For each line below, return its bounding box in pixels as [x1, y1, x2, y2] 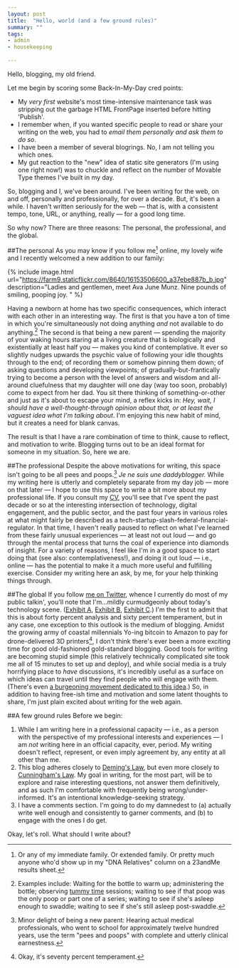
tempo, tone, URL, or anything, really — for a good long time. [7, 210, 186, 218]
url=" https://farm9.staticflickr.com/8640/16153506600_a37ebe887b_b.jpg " [7, 275, 228, 284]
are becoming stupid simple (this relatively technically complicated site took [7, 652, 230, 660]
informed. [17, 793, 47, 802]
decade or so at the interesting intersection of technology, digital [7, 500, 197, 509]
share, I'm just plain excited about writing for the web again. [7, 697, 183, 706]
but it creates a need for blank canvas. [7, 418, 120, 428]
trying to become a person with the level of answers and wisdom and [7, 374, 210, 382]
